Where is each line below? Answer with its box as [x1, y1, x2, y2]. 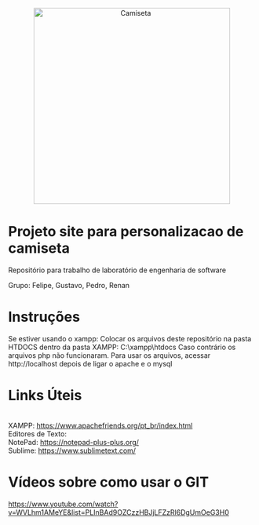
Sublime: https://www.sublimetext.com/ [8, 446, 136, 455]
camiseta [8, 239, 71, 257]
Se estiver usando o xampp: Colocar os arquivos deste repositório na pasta [8, 334, 252, 343]
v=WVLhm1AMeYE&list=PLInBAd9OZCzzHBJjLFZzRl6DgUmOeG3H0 [8, 507, 229, 517]
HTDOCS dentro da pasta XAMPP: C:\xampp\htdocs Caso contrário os [8, 342, 236, 352]
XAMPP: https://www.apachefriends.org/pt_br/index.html [8, 421, 193, 430]
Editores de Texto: [8, 428, 67, 439]
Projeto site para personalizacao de [8, 223, 244, 241]
